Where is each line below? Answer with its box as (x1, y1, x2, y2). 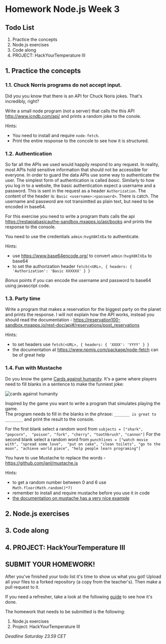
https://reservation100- (73, 317, 120, 323)
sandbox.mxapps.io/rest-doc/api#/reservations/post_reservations (5, 322, 140, 328)
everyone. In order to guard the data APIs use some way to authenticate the (5, 172, 160, 178)
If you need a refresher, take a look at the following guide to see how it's (5, 593, 153, 600)
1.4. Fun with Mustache (5, 365, 62, 371)
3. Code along (5, 526, 49, 535)
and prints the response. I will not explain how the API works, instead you (5, 312, 155, 318)
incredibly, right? (5, 98, 40, 104)
